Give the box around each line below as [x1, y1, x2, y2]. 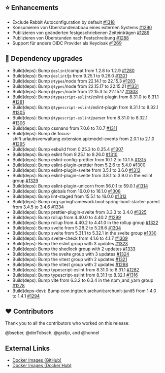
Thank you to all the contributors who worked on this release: [5, 320, 130, 326]
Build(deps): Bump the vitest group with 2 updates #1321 [12, 256, 127, 262]
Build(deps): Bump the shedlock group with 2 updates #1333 [12, 246, 135, 252]
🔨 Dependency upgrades [5, 54, 83, 63]
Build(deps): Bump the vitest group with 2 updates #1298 [12, 261, 128, 267]
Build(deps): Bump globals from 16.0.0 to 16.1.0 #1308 [12, 188, 121, 194]
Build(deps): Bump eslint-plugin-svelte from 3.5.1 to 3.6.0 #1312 [12, 167, 141, 173]
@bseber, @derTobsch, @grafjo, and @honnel [5, 330, 99, 336]
